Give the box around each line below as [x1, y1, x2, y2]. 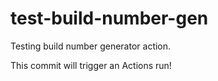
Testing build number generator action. [10, 40, 172, 52]
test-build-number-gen [10, 7, 209, 30]
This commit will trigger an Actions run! [10, 59, 172, 71]
